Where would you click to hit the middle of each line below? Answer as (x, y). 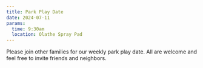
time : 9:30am (28, 29)
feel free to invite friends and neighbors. (57, 58)
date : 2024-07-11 (28, 18)
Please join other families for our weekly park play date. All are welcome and (102, 52)
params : (16, 23)
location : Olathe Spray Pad (47, 35)
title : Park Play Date (35, 12)
